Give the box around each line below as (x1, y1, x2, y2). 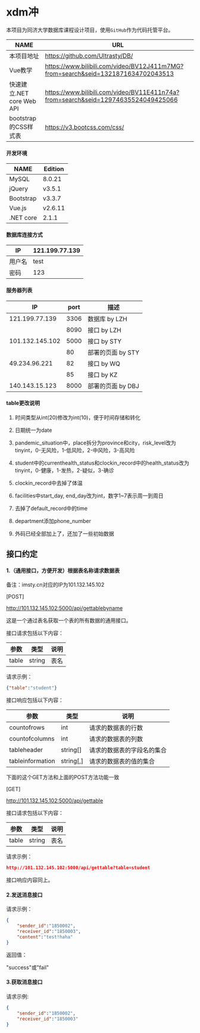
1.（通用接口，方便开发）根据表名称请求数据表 (6, 567, 120, 574)
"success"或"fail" (6, 963, 49, 971)
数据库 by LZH (87, 315, 127, 323)
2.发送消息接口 (6, 891, 43, 898)
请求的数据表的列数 (89, 735, 143, 743)
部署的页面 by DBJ (87, 382, 140, 390)
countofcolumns (9, 735, 55, 743)
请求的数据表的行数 (89, 724, 143, 732)
